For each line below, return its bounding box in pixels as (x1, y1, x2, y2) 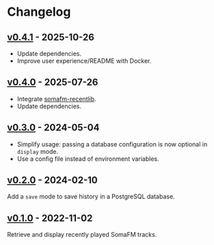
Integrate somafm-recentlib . (16, 94, 97, 103)
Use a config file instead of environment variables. (16, 155, 159, 163)
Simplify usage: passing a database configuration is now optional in (16, 140, 208, 148)
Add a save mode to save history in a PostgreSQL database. (7, 192, 176, 201)
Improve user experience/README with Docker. (16, 57, 152, 65)
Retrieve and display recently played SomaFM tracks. (7, 231, 157, 239)
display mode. (16, 147, 59, 155)
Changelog (7, 4, 71, 20)
